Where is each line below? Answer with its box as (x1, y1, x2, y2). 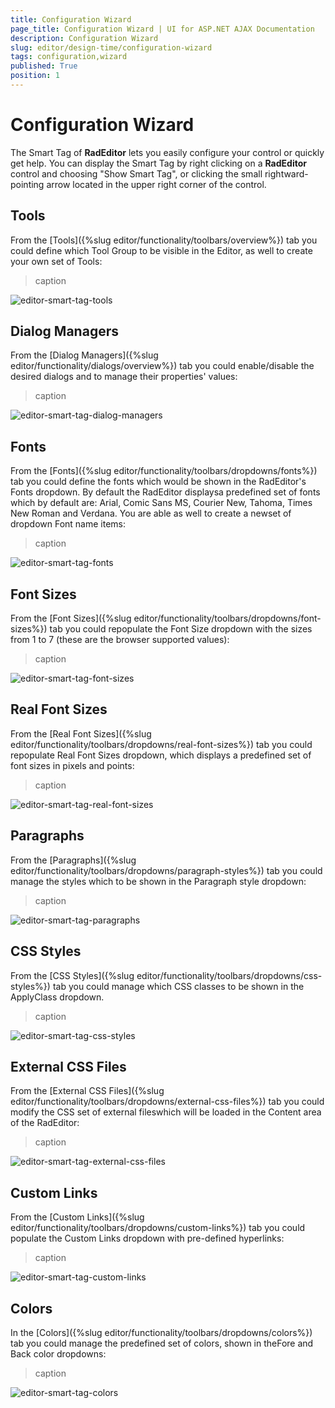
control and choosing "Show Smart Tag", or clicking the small (10, 167, 263, 180)
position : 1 (10, 71, 60, 81)
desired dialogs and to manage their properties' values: (10, 371, 238, 383)
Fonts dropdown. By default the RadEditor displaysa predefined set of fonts (10, 486, 321, 498)
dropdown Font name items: (10, 518, 127, 530)
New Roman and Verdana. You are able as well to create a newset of (10, 507, 292, 520)
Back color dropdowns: (10, 1347, 107, 1360)
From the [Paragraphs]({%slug (10, 854, 137, 866)
